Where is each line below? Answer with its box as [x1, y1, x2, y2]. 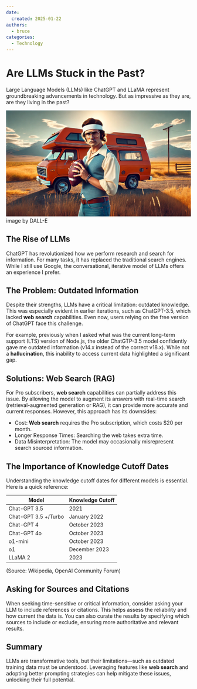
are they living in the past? [6, 98, 70, 105]
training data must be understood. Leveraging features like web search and [6, 664, 189, 671]
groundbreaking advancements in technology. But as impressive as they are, [6, 92, 191, 100]
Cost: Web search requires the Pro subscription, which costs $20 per [14, 419, 183, 426]
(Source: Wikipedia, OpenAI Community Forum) [6, 567, 121, 574]
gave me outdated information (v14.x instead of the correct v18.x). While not [6, 344, 189, 351]
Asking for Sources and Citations [6, 584, 130, 594]
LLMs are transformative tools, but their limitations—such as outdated [6, 657, 175, 665]
